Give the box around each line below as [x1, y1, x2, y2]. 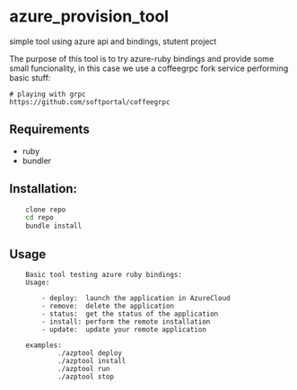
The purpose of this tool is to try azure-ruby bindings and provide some [9, 53, 275, 64]
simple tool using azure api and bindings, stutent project [9, 36, 217, 47]
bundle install [25, 221, 83, 230]
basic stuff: [9, 72, 51, 82]
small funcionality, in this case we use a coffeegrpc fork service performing [9, 63, 289, 74]
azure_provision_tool [9, 6, 169, 27]
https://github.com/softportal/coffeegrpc [9, 97, 170, 107]
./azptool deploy [57, 349, 123, 358]
